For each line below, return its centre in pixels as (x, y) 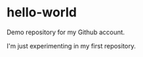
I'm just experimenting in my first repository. (71, 46)
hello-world (42, 12)
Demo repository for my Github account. (66, 32)
